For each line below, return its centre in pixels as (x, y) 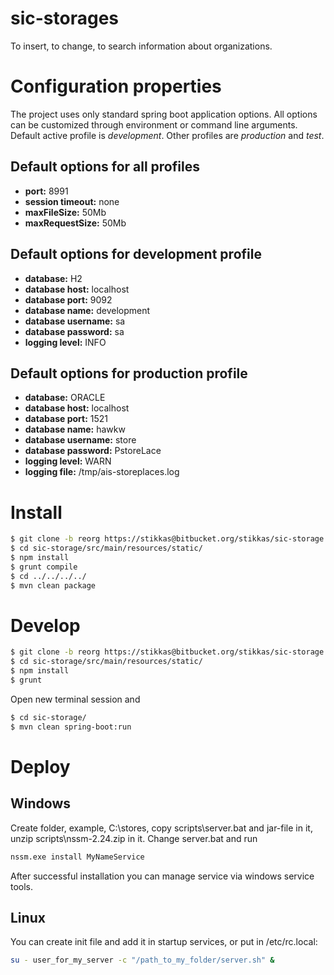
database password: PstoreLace (93, 451)
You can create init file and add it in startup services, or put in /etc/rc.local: (164, 942)
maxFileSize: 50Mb (65, 212)
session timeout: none (72, 201)
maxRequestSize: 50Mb (75, 223)
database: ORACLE (65, 398)
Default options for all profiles (105, 167)
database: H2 (53, 278)
